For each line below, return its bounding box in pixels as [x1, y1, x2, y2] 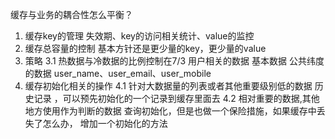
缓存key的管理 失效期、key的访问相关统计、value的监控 [24, 30, 255, 42]
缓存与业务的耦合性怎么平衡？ [10, 9, 133, 20]
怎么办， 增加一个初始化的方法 [42, 118, 168, 129]
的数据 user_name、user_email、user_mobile [24, 68, 212, 79]
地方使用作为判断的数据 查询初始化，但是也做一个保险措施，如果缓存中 [24, 105, 317, 117]
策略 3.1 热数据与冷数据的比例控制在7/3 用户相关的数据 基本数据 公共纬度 [24, 55, 325, 67]
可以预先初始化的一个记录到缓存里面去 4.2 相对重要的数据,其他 [62, 93, 320, 104]
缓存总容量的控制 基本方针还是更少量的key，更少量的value [24, 43, 267, 54]
